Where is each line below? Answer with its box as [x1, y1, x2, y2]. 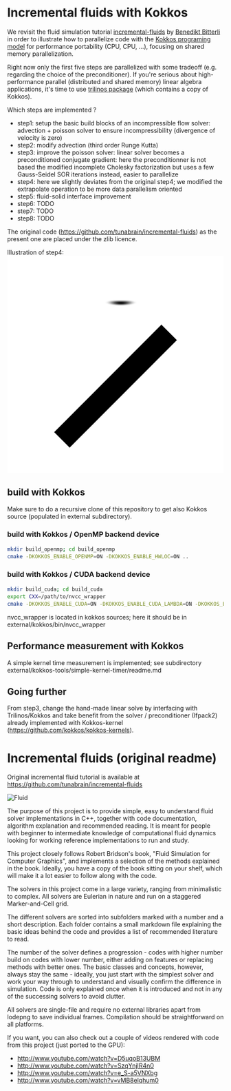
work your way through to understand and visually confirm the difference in [7, 977, 221, 986]
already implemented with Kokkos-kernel [7, 719, 124, 727]
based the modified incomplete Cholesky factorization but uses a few [16, 163, 214, 171]
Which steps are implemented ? [7, 105, 97, 114]
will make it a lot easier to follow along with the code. [7, 872, 157, 880]
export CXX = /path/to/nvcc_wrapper [7, 593, 107, 600]
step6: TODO [16, 199, 55, 207]
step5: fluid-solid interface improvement [16, 192, 132, 201]
